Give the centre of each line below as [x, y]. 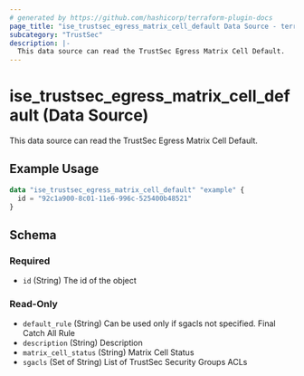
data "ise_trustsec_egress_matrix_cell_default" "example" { [127, 190]
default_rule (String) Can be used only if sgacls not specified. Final [149, 323]
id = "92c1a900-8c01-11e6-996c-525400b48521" [105, 198]
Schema [33, 235]
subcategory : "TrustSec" [56, 34]
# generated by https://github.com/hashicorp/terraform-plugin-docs [141, 18]
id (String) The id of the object [80, 281]
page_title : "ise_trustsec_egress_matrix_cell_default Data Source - [143, 26]
